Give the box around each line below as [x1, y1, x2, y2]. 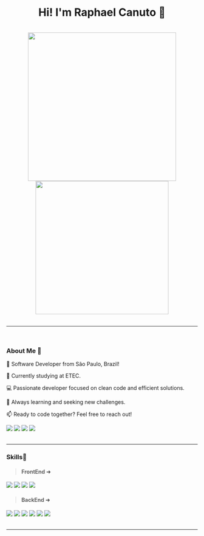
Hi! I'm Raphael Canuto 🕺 [38, 5, 166, 19]
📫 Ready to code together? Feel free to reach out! [6, 411, 132, 418]
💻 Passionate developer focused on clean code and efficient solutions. [6, 384, 185, 392]
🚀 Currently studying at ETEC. [6, 372, 81, 379]
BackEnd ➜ [21, 496, 50, 503]
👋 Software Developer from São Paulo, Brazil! [6, 361, 120, 368]
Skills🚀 [6, 453, 27, 462]
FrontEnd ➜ [21, 468, 51, 475]
